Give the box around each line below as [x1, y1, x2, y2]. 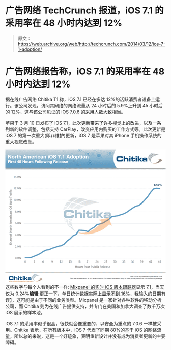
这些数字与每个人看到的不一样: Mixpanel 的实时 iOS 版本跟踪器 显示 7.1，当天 [5, 284, 164, 290]
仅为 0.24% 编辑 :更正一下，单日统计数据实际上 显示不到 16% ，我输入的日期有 [5, 290, 166, 297]
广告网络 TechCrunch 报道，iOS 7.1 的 [5, 5, 164, 16]
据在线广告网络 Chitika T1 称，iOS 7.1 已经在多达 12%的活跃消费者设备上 [5, 96, 156, 102]
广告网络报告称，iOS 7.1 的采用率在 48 [5, 66, 165, 77]
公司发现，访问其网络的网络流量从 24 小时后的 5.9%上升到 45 [18, 102, 149, 108]
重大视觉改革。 [5, 138, 37, 145]
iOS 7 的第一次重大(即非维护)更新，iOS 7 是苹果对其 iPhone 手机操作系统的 [5, 132, 162, 138]
